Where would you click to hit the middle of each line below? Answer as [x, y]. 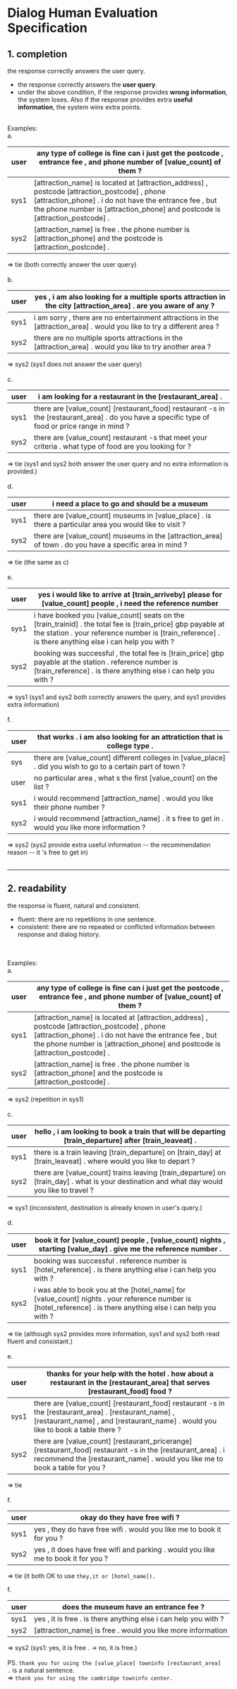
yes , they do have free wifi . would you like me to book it [128, 1529]
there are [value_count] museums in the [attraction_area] [128, 536]
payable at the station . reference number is [106, 662]
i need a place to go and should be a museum [130, 504]
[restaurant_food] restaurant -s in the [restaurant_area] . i [129, 1450]
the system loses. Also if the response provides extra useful [105, 99]
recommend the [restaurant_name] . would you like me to [129, 1458]
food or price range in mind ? [82, 426]
